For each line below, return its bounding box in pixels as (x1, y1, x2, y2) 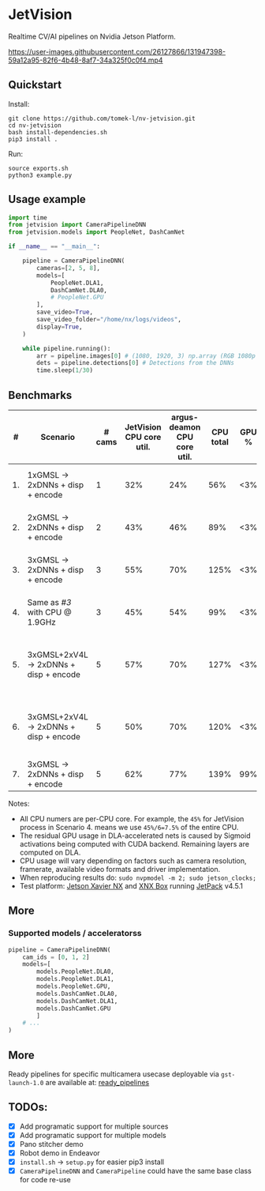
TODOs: (8, 1100, 48, 1114)
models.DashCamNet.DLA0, (36, 990, 118, 998)
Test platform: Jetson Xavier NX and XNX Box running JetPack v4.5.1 (19, 881, 243, 890)
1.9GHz (27, 617, 57, 627)
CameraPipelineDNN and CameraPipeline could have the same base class (19, 1167, 252, 1176)
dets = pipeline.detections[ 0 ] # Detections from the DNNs (36, 359, 235, 367)
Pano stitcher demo (19, 1139, 84, 1148)
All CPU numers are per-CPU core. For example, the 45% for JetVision (19, 814, 244, 823)
